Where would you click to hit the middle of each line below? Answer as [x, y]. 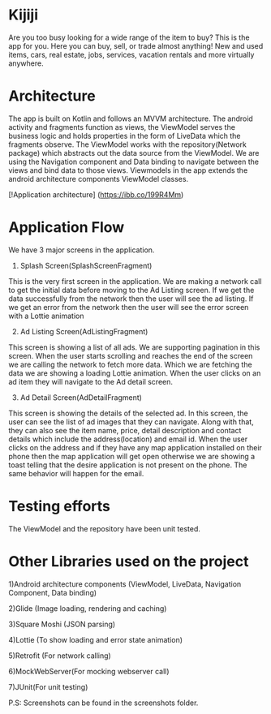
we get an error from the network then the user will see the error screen [129, 307]
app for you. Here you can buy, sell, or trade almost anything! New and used [136, 45]
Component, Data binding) [53, 592]
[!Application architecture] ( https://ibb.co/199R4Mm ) [96, 194]
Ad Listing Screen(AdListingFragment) [84, 331]
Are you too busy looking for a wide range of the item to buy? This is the [129, 37]
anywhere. [26, 63]
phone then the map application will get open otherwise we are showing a [132, 456]
